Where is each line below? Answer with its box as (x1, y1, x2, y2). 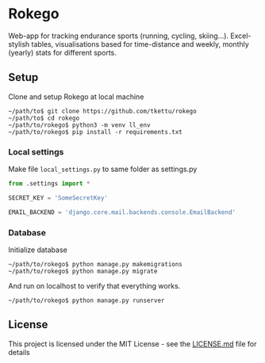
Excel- (229, 31, 252, 40)
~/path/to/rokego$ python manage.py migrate (8, 267, 158, 275)
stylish (8, 39, 30, 48)
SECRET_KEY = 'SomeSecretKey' (8, 193, 109, 202)
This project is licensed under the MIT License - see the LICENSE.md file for (8, 338, 257, 349)
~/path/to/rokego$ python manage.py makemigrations (8, 260, 182, 268)
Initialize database (8, 245, 67, 254)
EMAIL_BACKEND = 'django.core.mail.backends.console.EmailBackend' (8, 208, 236, 216)
